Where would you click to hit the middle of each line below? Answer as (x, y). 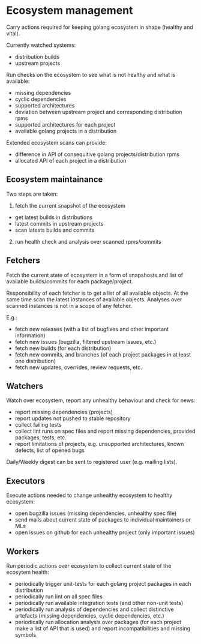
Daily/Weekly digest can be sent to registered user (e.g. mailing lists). (92, 462)
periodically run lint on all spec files (59, 597)
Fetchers (23, 261)
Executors (26, 481)
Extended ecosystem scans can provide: (56, 142)
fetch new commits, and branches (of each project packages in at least (103, 354)
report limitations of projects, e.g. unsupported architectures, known (99, 444)
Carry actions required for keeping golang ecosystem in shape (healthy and (100, 27)
